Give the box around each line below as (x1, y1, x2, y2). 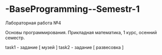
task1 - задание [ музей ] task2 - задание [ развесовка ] (5, 44, 124, 50)
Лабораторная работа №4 (5, 20, 61, 26)
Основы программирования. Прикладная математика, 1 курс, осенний (5, 29, 157, 35)
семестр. (5, 35, 25, 41)
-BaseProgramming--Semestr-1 (5, 3, 140, 15)
